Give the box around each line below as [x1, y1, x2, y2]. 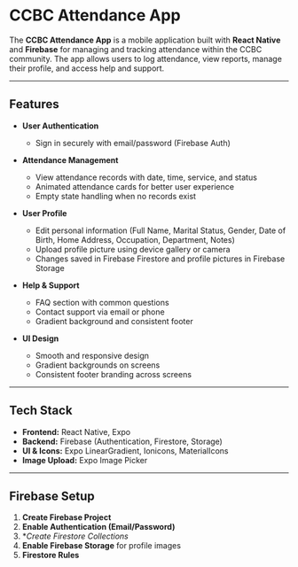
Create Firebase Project [21, 512, 112, 523]
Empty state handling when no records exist [35, 190, 197, 201]
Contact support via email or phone [35, 307, 166, 317]
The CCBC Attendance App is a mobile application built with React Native [9, 35, 281, 45]
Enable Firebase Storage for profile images [21, 540, 182, 551]
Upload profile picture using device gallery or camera [35, 244, 231, 254]
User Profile [21, 207, 67, 218]
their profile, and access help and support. [9, 63, 165, 74]
